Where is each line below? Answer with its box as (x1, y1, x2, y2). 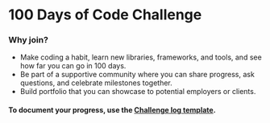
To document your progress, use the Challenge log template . (8, 105, 216, 115)
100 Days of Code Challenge (8, 6, 202, 24)
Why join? (8, 35, 48, 46)
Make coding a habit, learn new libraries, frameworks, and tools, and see (19, 52, 262, 62)
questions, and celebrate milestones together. (19, 78, 173, 88)
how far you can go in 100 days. (19, 61, 127, 71)
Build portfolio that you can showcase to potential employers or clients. (19, 87, 256, 96)
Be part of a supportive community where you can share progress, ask (19, 70, 255, 80)
